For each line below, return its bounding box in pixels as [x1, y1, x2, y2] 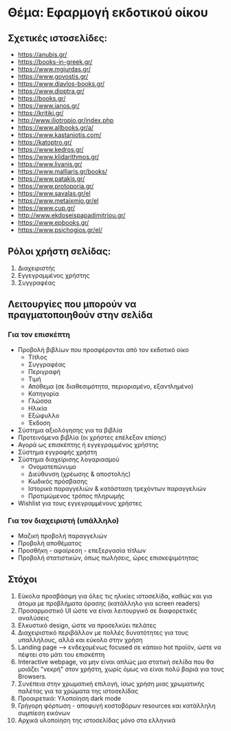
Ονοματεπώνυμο [27, 462, 77, 470]
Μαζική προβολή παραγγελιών [17, 532, 107, 540]
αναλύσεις [17, 613, 49, 622]
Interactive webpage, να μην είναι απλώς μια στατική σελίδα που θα [17, 657, 214, 666]
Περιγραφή [27, 367, 61, 375]
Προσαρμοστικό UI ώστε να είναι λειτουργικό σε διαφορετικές [17, 607, 197, 615]
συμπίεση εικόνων [17, 708, 71, 717]
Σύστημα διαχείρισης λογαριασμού [17, 455, 120, 463]
